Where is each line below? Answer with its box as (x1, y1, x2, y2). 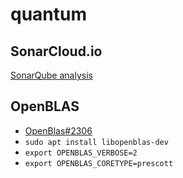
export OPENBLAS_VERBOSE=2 (24, 148, 138, 158)
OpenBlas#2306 (24, 124, 93, 137)
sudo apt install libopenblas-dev (24, 137, 169, 147)
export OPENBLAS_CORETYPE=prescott (24, 158, 174, 168)
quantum (10, 3, 88, 26)
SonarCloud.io (10, 43, 103, 60)
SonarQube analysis (10, 69, 93, 81)
